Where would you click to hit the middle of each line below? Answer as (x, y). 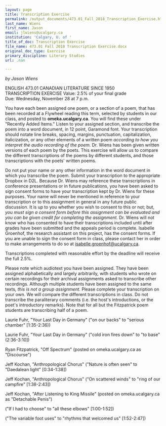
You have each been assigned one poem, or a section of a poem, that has (80, 108)
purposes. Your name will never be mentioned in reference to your (73, 197)
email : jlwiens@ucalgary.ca (34, 33)
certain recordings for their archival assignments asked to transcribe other (81, 279)
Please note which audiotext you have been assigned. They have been (77, 268)
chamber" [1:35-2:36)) (28, 325)
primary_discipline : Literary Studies (45, 56)
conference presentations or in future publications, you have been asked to (82, 186)
